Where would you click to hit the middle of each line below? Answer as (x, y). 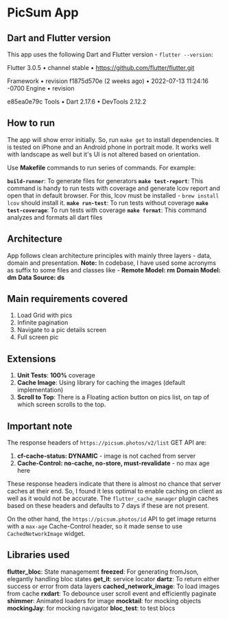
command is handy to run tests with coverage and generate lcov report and (114, 188)
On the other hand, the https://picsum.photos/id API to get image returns (112, 519)
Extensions (32, 359)
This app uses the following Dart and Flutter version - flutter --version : (110, 54)
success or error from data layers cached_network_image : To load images (113, 586)
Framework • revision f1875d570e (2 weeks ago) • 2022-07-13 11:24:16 (108, 81)
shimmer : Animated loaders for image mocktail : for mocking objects (104, 600)
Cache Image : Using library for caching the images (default (101, 383)
